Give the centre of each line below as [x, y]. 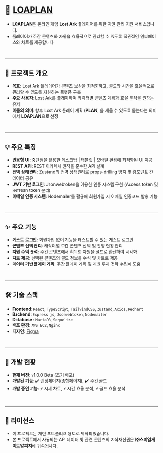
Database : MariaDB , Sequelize [42, 320]
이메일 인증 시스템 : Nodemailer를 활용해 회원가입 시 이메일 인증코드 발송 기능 [85, 196]
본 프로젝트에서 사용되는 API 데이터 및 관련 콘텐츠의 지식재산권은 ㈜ [76, 439]
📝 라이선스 [20, 421]
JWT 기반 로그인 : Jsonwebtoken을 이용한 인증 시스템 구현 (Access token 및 [85, 184]
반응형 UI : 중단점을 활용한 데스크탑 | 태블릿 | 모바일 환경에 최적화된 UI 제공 [82, 160]
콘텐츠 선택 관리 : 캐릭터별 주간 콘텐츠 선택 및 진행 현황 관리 [67, 246]
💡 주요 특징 [21, 147]
